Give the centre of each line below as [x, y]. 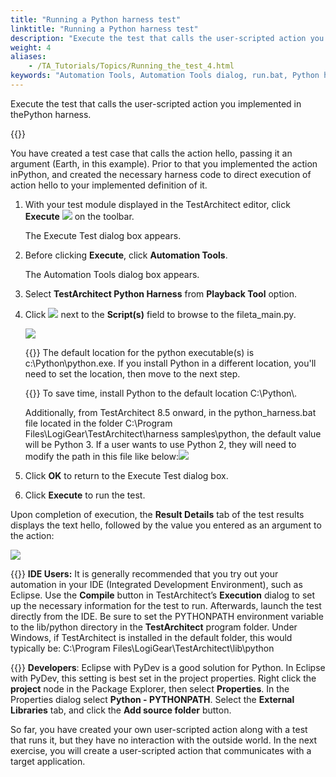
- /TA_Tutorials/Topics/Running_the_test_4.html [131, 66]
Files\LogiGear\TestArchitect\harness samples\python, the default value [173, 433]
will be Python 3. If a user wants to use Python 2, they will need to [160, 444]
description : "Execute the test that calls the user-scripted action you [167, 38]
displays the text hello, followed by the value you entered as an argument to [166, 525]
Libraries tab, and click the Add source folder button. [121, 710]
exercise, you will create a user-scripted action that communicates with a [161, 750]
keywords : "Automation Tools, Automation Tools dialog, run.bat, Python [165, 76]
